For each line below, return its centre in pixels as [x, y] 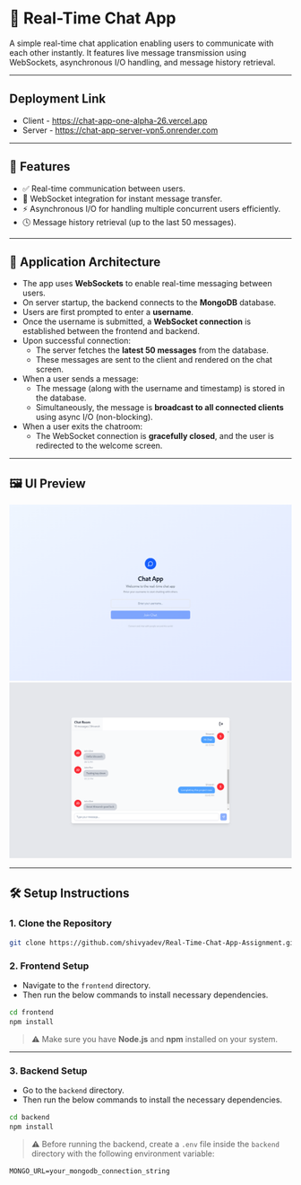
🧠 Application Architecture [85, 262]
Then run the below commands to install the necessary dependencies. [152, 1100]
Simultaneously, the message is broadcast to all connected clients [159, 408]
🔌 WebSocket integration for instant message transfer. [122, 198]
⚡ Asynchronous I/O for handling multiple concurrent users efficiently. [151, 208]
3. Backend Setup [48, 1070]
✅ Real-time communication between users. [103, 189]
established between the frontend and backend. [111, 331]
